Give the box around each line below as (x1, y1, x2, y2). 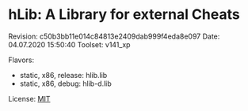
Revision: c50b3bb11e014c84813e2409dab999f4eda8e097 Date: (8, 31, 220, 41)
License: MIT (8, 94, 51, 103)
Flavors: (8, 55, 34, 65)
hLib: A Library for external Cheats (8, 6, 240, 24)
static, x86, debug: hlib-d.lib (19, 79, 113, 88)
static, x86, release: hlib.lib (19, 70, 108, 80)
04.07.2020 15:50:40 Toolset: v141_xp (8, 39, 131, 49)
